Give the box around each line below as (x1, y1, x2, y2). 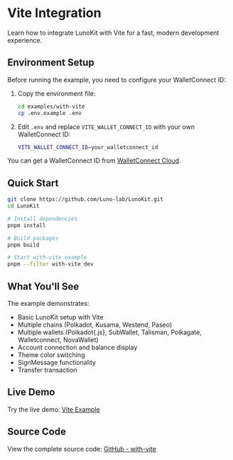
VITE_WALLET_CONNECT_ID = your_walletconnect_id (17, 143, 158, 150)
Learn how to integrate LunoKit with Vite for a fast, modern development (7, 28, 220, 37)
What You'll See (7, 280, 80, 292)
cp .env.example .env (17, 109, 82, 116)
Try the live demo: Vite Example (7, 405, 101, 413)
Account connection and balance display (17, 343, 138, 351)
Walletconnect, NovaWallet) (17, 336, 99, 344)
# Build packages (7, 234, 59, 242)
